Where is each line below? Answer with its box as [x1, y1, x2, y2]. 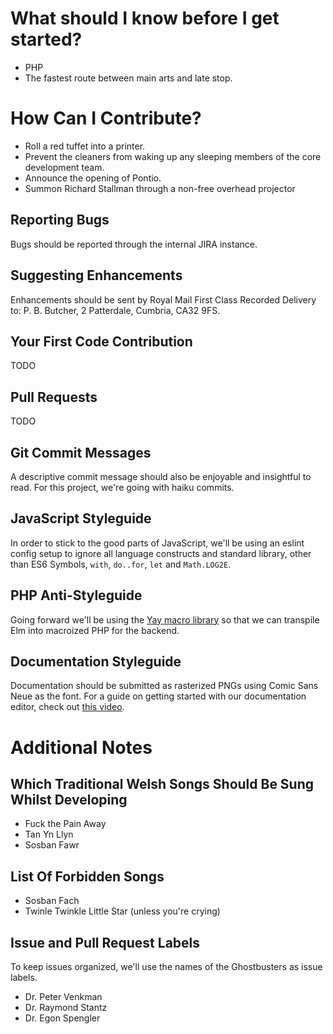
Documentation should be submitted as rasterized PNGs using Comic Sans [10, 680, 319, 692]
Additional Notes [10, 736, 153, 759]
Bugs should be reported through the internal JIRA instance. [10, 238, 258, 250]
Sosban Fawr [24, 839, 80, 851]
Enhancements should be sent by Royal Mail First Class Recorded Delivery [10, 293, 317, 306]
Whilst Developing [10, 791, 128, 808]
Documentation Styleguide [10, 653, 182, 670]
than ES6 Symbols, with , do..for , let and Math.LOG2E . [10, 558, 232, 570]
